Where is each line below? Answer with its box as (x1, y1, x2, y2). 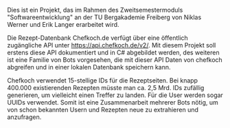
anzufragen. (7, 113, 42, 121)
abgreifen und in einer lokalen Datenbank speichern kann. (7, 63, 171, 71)
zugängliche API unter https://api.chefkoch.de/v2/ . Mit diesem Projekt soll (7, 41, 216, 49)
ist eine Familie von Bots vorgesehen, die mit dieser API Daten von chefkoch (7, 56, 223, 64)
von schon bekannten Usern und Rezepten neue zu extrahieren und (7, 106, 199, 114)
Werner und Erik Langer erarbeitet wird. (7, 21, 119, 28)
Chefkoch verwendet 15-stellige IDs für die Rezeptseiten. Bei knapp (7, 76, 198, 85)
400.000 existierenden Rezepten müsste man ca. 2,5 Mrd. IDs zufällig (7, 84, 205, 92)
